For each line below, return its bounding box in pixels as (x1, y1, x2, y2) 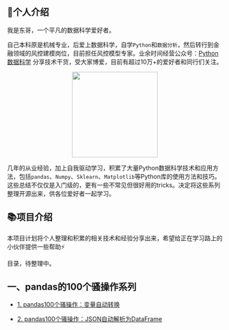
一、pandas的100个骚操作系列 (7, 281, 137, 293)
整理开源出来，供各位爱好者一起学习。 (7, 189, 115, 197)
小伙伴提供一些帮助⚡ (7, 242, 66, 251)
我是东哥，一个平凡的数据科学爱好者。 (7, 26, 115, 34)
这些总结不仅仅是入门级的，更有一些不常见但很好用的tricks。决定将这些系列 (7, 181, 221, 189)
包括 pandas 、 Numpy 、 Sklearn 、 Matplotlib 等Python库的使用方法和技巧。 (18, 172, 221, 180)
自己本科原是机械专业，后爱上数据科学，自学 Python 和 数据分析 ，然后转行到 (7, 40, 214, 49)
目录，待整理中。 (7, 259, 55, 267)
